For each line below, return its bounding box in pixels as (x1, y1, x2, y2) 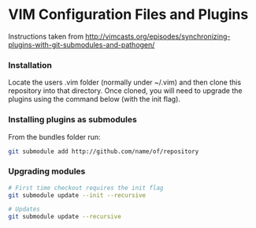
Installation (8, 59, 53, 70)
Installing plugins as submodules (8, 114, 138, 125)
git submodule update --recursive (8, 213, 122, 221)
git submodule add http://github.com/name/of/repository (8, 148, 199, 155)
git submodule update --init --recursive (8, 191, 147, 199)
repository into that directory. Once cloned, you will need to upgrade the (8, 86, 243, 95)
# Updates (8, 205, 41, 214)
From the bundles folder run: (8, 132, 101, 141)
